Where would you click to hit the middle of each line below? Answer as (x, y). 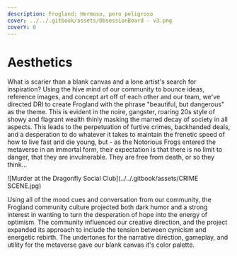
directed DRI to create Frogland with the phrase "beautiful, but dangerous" (116, 104)
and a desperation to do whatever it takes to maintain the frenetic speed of (116, 135)
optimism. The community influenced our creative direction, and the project (117, 222)
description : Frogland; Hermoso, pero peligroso (80, 14)
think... (17, 165)
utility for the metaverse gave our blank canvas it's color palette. (101, 245)
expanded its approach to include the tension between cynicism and (107, 230)
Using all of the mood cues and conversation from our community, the (109, 200)
